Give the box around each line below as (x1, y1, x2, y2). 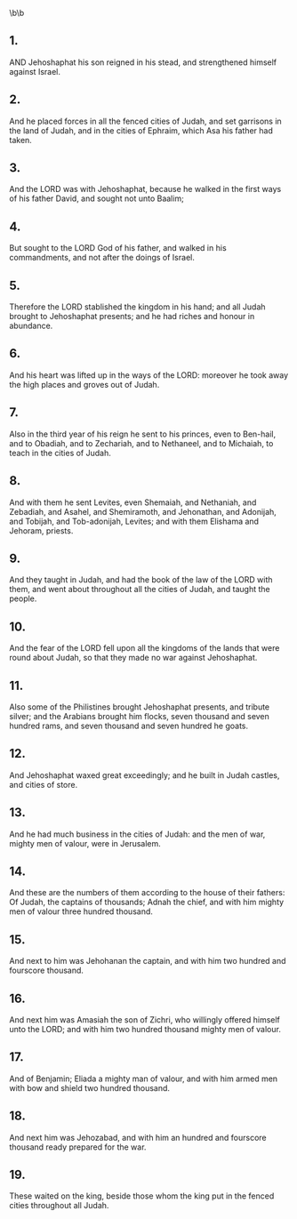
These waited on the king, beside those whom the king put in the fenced (9, 1191, 275, 1201)
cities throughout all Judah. (9, 1200, 109, 1211)
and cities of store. (9, 779, 78, 790)
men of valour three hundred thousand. (9, 906, 154, 917)
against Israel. (9, 66, 60, 76)
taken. (9, 134, 33, 145)
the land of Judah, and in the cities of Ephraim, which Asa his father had (9, 124, 273, 136)
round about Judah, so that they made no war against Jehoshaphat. (9, 653, 258, 663)
